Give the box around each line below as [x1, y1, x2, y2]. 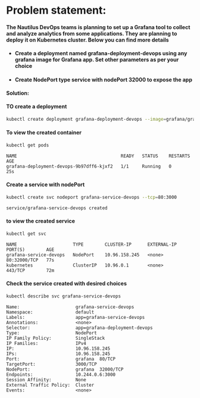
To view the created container [6, 129, 82, 136]
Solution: [6, 89, 30, 96]
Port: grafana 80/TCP [6, 356, 116, 362]
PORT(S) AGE [6, 246, 55, 253]
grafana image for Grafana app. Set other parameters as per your [14, 56, 179, 63]
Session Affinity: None [6, 377, 86, 383]
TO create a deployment [6, 103, 67, 110]
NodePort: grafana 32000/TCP [6, 366, 124, 372]
